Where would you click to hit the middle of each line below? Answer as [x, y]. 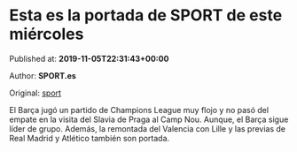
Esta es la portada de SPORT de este [146, 15]
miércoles [47, 34]
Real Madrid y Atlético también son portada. [90, 138]
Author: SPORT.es [43, 75]
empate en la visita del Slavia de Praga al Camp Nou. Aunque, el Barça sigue [149, 119]
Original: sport [35, 93]
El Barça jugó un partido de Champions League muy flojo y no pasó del [139, 110]
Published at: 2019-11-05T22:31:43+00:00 [89, 58]
